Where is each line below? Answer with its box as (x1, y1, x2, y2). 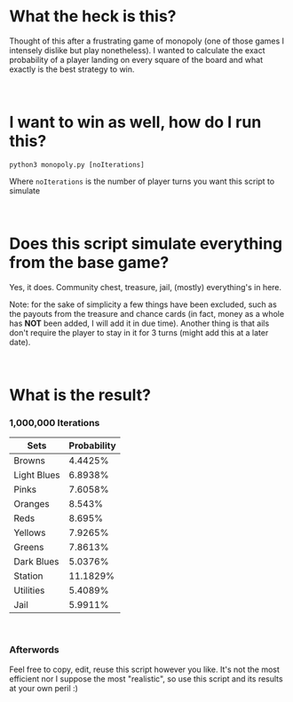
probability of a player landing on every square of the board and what (9, 54, 264, 65)
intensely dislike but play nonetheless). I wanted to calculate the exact (9, 44, 265, 55)
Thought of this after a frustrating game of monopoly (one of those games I (9, 35, 285, 46)
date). (9, 336, 31, 347)
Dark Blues (13, 556, 59, 568)
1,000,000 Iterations (9, 416, 100, 429)
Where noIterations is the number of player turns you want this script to (9, 176, 275, 186)
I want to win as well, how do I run (9, 113, 262, 132)
